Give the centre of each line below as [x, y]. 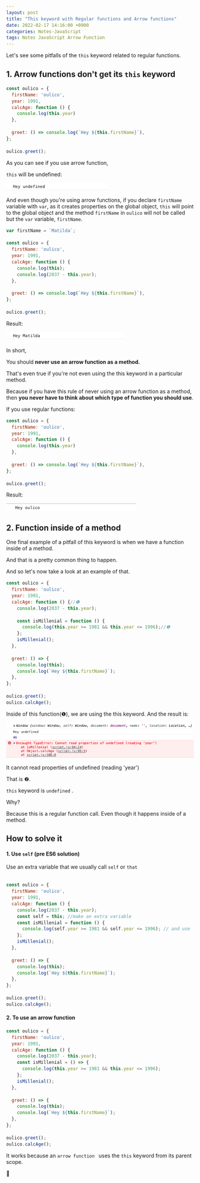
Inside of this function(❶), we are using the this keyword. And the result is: [97, 714]
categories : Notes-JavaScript [44, 32]
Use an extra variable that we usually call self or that [72, 867]
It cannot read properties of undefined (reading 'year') [73, 767]
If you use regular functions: [41, 409]
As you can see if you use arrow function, [57, 163]
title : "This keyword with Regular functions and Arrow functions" [92, 19]
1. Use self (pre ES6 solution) [43, 854]
